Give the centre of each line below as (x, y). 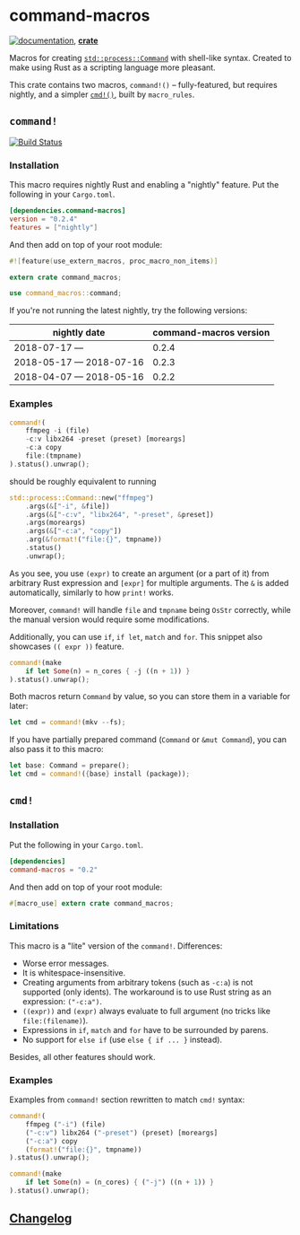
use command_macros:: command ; (66, 293)
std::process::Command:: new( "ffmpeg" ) (81, 498)
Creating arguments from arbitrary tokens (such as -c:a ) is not (137, 982)
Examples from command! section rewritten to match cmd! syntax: (127, 1099)
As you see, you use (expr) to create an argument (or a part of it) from (139, 573)
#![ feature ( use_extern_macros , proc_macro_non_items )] (114, 261)
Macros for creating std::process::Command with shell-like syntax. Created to (150, 57)
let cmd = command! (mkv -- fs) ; (68, 723)
